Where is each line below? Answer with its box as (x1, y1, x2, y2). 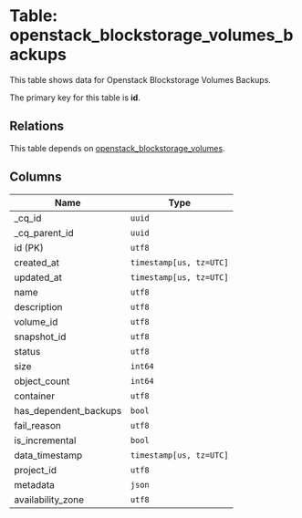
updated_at (14, 271, 62, 284)
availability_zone (14, 493, 85, 506)
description (14, 300, 63, 313)
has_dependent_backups (14, 404, 122, 417)
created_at (14, 256, 60, 269)
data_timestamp (14, 449, 83, 461)
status (14, 345, 41, 357)
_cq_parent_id (14, 226, 75, 239)
